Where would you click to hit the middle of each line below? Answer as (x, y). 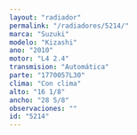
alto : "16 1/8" (37, 91)
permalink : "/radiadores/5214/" (69, 26)
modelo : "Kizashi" (43, 42)
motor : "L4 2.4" (39, 59)
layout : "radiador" (45, 17)
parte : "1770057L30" (48, 75)
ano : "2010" (31, 51)
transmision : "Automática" (59, 67)
